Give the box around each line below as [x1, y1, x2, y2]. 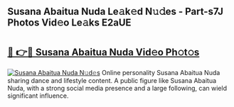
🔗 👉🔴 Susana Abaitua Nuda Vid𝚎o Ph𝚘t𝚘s [7, 46, 200, 58]
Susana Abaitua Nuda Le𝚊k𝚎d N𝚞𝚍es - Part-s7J [7, 6, 224, 18]
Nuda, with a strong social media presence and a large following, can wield [7, 84, 228, 92]
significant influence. [7, 91, 69, 100]
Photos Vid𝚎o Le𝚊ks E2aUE [7, 17, 132, 29]
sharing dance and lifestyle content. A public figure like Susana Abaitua [7, 77, 217, 84]
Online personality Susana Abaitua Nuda [102, 69, 220, 77]
